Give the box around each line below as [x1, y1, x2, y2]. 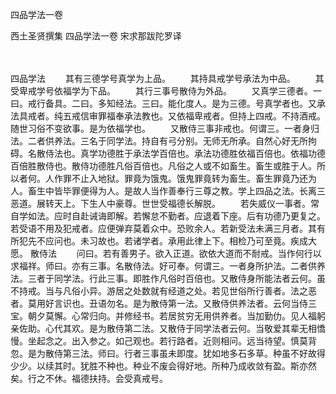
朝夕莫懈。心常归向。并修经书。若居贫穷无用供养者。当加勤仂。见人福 [27, 310, 317, 322]
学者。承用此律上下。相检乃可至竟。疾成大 [141, 235, 317, 247]
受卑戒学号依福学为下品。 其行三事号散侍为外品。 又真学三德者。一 [10, 85, 322, 97]
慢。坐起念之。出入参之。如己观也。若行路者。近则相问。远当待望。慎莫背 [10, 335, 317, 347]
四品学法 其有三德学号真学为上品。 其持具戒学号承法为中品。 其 [10, 73, 325, 84]
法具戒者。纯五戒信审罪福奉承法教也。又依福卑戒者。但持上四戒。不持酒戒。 [10, 110, 326, 122]
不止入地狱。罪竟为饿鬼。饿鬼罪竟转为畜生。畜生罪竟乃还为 [71, 173, 317, 184]
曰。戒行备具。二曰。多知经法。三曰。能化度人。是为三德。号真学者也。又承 [10, 98, 326, 109]
